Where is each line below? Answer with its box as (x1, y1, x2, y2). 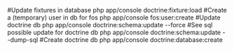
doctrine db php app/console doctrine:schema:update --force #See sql (7, 21, 213, 29)
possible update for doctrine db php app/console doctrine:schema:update (7, 28, 221, 36)
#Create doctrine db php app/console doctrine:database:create (39, 36, 223, 44)
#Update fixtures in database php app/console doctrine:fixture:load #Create (7, 6, 228, 14)
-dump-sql (7, 36, 39, 44)
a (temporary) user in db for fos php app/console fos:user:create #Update (7, 13, 221, 22)
